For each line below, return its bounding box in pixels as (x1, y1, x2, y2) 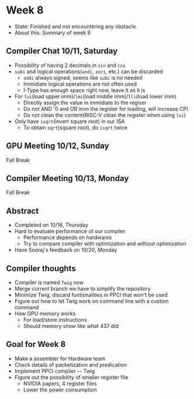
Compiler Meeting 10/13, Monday (6, 173, 129, 183)
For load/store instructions (23, 316, 87, 323)
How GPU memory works (14, 310, 76, 317)
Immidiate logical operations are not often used (23, 80, 137, 87)
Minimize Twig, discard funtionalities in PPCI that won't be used (14, 291, 168, 298)
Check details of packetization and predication (14, 361, 127, 368)
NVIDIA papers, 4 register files (23, 380, 97, 387)
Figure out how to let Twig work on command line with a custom (14, 298, 169, 305)
